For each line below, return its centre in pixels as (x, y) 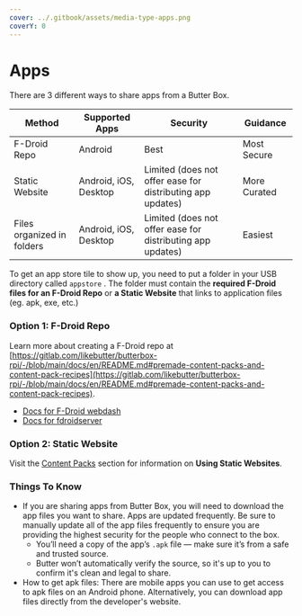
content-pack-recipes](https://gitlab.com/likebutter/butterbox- (125, 374)
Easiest (258, 235)
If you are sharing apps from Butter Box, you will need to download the (153, 506)
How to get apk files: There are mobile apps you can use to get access (153, 583)
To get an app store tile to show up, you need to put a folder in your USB (143, 274)
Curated (259, 192)
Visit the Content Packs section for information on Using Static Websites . (146, 463)
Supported (107, 118)
